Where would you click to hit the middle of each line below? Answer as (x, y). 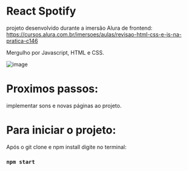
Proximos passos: (52, 89)
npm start (21, 162)
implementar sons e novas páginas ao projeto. (64, 106)
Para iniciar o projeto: (61, 130)
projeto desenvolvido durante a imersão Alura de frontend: (79, 28)
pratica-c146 (22, 41)
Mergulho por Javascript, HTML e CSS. (55, 52)
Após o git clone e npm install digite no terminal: (66, 147)
